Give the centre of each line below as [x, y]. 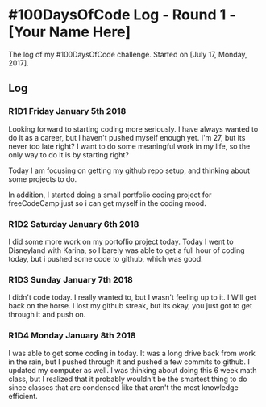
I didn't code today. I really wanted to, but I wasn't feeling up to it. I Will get [132, 297]
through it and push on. [47, 315]
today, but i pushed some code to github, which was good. [106, 258]
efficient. [23, 396]
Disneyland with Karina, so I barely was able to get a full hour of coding [127, 250]
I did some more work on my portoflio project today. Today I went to [121, 241]
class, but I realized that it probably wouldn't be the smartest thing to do [128, 379]
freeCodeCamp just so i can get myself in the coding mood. [108, 203]
